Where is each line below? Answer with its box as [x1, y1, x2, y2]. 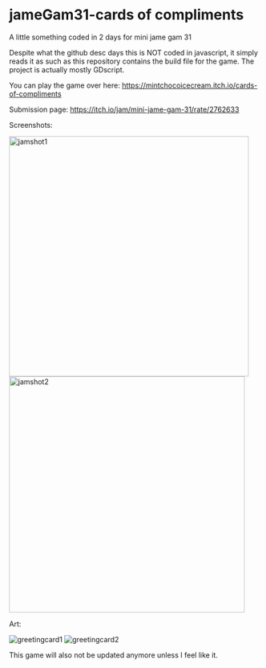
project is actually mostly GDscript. [9, 64, 125, 74]
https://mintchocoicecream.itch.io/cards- [122, 80, 258, 90]
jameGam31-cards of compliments [9, 6, 244, 24]
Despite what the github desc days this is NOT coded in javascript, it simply [9, 47, 259, 57]
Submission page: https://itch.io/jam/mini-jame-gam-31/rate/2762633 [9, 105, 240, 114]
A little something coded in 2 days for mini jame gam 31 [9, 32, 191, 42]
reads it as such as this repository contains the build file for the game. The [9, 56, 255, 66]
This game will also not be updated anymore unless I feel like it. [9, 650, 219, 660]
